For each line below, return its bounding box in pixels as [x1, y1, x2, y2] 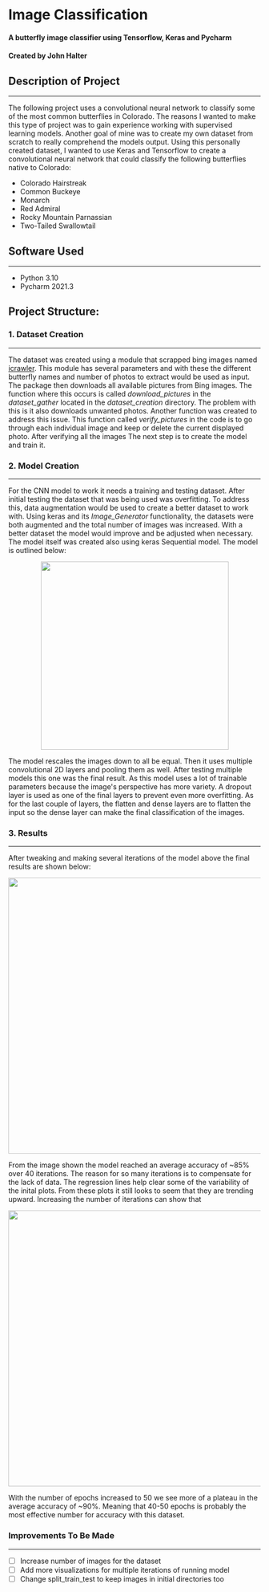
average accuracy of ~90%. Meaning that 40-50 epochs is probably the [8, 1501, 247, 1511]
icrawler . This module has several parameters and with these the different [8, 363, 251, 373]
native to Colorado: [8, 163, 72, 173]
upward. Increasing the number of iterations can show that [8, 1195, 202, 1204]
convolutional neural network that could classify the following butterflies [8, 154, 247, 164]
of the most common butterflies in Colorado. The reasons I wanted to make [8, 112, 256, 121]
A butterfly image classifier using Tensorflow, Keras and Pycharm [8, 32, 232, 42]
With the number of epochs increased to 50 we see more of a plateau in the [8, 1493, 259, 1503]
